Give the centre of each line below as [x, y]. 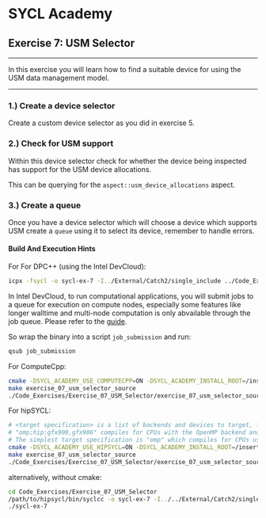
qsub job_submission [42, 351]
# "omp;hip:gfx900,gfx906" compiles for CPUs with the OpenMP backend [127, 432]
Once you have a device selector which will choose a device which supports [133, 222]
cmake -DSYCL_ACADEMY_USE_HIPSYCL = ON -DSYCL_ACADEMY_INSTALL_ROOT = [122, 448]
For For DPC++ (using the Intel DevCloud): [77, 267]
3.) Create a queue [45, 205]
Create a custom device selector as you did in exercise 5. [102, 123]
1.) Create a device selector [62, 105]
